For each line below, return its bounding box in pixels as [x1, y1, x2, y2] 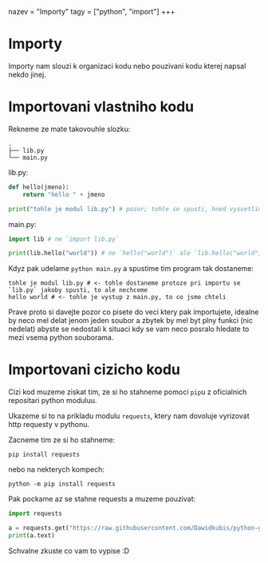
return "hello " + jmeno [22, 190, 105, 198]
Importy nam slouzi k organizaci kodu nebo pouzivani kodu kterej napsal [8, 61, 246, 70]
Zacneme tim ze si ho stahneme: [8, 435, 116, 445]
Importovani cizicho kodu [8, 361, 181, 379]
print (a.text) [8, 531, 56, 539]
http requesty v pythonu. [8, 420, 90, 429]
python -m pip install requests [8, 480, 116, 489]
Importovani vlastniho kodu [8, 98, 195, 116]
